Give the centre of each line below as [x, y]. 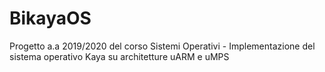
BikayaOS [50, 18]
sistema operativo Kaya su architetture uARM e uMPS [119, 56]
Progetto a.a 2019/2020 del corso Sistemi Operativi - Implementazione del [162, 46]
